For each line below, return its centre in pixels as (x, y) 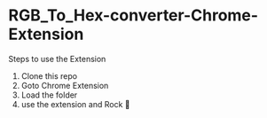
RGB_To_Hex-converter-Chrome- (133, 16)
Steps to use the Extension (57, 59)
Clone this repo (49, 75)
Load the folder (49, 95)
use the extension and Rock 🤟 (75, 104)
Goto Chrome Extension (65, 85)
